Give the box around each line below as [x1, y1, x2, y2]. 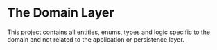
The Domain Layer [7, 5, 114, 21]
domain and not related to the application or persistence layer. [7, 35, 185, 43]
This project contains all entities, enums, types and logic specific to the [7, 28, 211, 36]
